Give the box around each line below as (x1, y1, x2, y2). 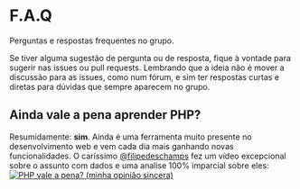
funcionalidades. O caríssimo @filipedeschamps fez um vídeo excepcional (9, 150, 286, 161)
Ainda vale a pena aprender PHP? (9, 107, 202, 122)
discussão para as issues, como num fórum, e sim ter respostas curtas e (9, 71, 280, 82)
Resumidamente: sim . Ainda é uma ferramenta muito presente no (9, 131, 252, 142)
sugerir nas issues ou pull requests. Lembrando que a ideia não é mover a (9, 62, 285, 73)
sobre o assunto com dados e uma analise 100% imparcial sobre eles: (9, 159, 269, 171)
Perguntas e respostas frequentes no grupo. (9, 35, 174, 46)
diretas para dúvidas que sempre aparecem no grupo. (9, 81, 211, 92)
